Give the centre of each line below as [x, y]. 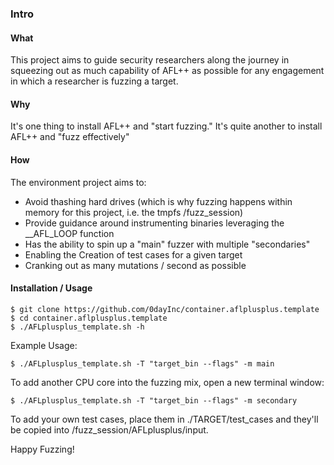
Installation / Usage [51, 288]
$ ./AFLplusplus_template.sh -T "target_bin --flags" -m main [142, 363]
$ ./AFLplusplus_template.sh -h [77, 327]
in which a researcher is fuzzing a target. [94, 81]
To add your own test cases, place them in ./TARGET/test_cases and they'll [164, 419]
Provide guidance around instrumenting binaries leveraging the [154, 223]
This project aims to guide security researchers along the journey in [150, 60]
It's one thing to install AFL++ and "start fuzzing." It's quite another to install [166, 126]
